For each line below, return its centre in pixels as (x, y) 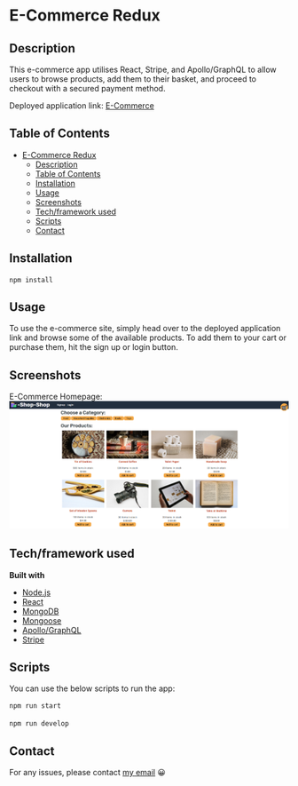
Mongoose (42, 620)
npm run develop (39, 724)
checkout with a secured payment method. (87, 88)
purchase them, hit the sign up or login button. (94, 347)
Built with (27, 575)
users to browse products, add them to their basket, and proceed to (133, 79)
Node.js (36, 592)
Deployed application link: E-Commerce (82, 106)
